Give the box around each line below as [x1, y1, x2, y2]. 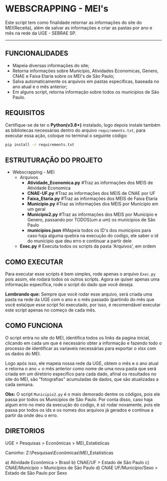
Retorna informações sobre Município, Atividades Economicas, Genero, [12, 68, 159, 74]
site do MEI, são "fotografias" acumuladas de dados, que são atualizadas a [5, 376, 159, 382]
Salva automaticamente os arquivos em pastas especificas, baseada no [12, 78, 160, 84]
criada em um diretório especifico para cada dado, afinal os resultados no [5, 371, 157, 377]
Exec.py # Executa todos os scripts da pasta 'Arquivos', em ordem [19, 243, 156, 249]
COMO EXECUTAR [5, 258, 63, 266]
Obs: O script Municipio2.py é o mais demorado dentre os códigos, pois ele [5, 391, 161, 397]
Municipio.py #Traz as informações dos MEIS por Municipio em [27, 201, 159, 207]
